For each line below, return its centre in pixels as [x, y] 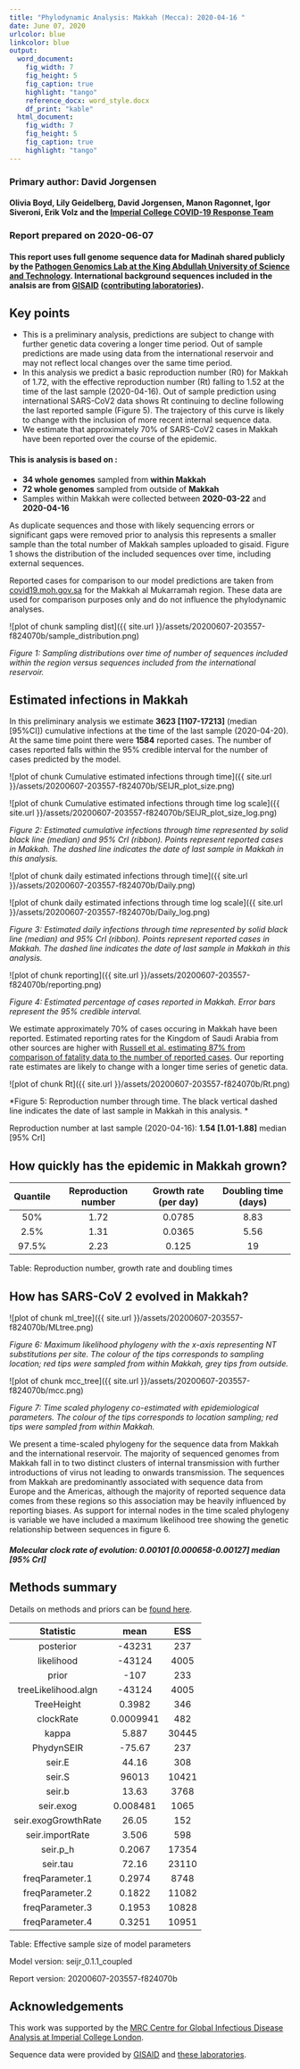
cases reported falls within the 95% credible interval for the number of [139, 750]
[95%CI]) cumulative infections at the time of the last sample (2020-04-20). [149, 731]
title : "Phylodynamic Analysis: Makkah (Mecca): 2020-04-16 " [127, 17]
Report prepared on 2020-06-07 [81, 236]
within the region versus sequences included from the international [133, 663]
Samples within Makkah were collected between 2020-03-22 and [144, 498]
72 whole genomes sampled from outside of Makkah [121, 488]
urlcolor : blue [37, 34]
